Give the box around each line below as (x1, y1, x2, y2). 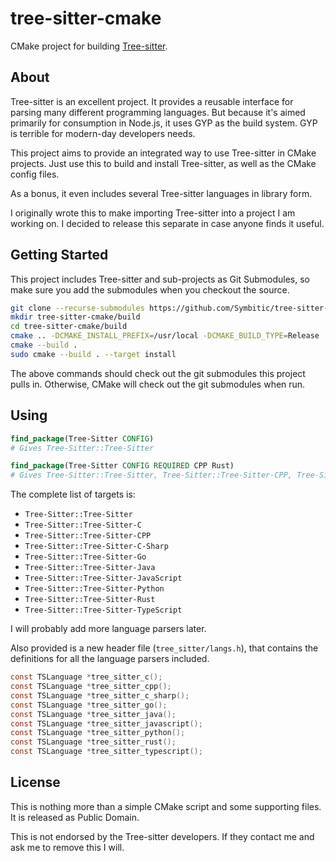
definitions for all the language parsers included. (10, 653, 210, 665)
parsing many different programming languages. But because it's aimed (10, 106, 306, 118)
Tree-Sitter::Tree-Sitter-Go (24, 552, 147, 562)
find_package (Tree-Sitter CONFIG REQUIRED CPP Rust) (10, 461, 235, 471)
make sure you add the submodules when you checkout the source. (10, 283, 290, 296)
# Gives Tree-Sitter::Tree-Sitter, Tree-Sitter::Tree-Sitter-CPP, (10, 470, 293, 481)
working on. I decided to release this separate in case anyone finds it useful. (10, 217, 325, 229)
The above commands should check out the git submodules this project (10, 367, 306, 379)
